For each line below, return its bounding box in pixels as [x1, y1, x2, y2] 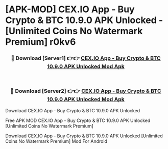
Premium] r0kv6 [5, 36, 76, 48]
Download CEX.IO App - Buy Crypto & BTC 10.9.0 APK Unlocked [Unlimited [5, 133, 163, 139]
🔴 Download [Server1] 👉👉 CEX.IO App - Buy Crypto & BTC [11, 55, 161, 62]
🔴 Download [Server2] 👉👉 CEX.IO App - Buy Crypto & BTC [10, 88, 162, 95]
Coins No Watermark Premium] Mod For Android [5, 138, 107, 144]
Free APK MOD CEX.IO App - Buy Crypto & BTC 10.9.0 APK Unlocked [5, 117, 151, 123]
